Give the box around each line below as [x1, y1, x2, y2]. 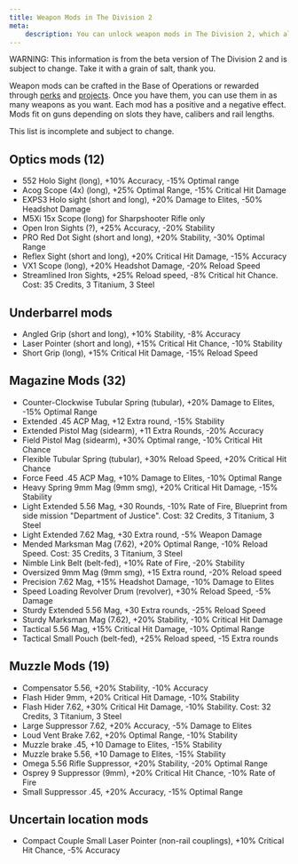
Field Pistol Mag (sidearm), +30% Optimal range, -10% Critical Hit [21, 435, 263, 445]
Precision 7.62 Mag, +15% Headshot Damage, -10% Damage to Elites [21, 576, 275, 587]
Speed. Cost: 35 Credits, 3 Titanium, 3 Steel [21, 548, 184, 558]
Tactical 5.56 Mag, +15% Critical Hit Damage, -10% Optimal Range [21, 623, 265, 634]
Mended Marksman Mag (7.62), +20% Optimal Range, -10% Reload [21, 539, 269, 549]
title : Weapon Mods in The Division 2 [9, 12, 153, 22]
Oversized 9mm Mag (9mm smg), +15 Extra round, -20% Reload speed [21, 566, 282, 578]
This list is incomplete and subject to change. [9, 126, 175, 137]
